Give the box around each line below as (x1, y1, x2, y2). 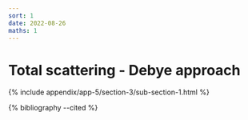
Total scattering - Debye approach (8, 61, 242, 79)
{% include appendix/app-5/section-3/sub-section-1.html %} (8, 87, 210, 97)
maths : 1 (8, 26, 38, 34)
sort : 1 (8, 11, 34, 20)
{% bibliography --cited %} (8, 103, 98, 113)
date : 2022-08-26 (8, 19, 66, 27)
